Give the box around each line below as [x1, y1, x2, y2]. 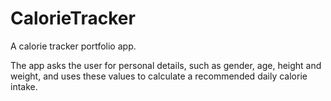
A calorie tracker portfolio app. [10, 40, 137, 52]
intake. [10, 80, 38, 92]
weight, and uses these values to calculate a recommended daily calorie [10, 70, 308, 82]
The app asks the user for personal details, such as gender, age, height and [10, 59, 322, 71]
